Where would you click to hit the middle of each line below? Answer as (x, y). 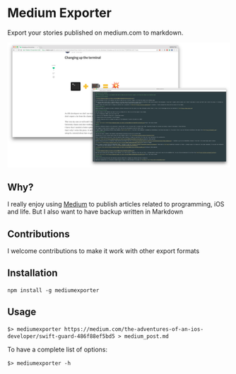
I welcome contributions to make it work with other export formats (104, 251)
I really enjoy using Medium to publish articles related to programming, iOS (116, 204)
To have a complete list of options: (58, 349)
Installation (33, 273)
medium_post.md (147, 336)
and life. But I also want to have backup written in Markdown (95, 212)
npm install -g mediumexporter (53, 290)
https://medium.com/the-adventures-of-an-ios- (134, 329)
